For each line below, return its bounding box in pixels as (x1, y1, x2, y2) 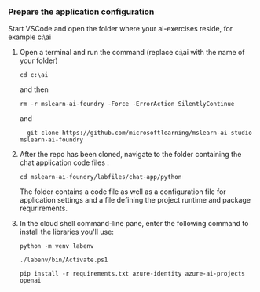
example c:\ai (8, 32, 52, 42)
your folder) (19, 56, 58, 65)
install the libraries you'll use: (19, 227, 114, 237)
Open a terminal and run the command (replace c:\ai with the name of (19, 48, 245, 57)
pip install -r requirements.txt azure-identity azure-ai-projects (19, 270, 245, 278)
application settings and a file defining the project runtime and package (19, 195, 251, 205)
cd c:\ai (19, 71, 49, 79)
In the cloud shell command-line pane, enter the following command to (19, 219, 249, 228)
